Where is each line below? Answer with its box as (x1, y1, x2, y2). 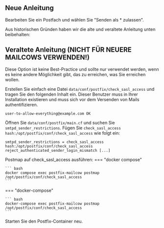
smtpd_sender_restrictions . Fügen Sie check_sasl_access (5, 124, 121, 131)
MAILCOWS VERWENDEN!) (5, 53, 90, 62)
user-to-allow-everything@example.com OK (5, 111, 91, 116)
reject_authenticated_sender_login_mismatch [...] (5, 148, 111, 153)
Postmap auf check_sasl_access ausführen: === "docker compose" (5, 156, 142, 163)
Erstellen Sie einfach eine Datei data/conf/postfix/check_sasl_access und (5, 86, 155, 92)
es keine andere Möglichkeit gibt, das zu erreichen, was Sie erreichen (5, 71, 146, 77)
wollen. (5, 77, 20, 83)
